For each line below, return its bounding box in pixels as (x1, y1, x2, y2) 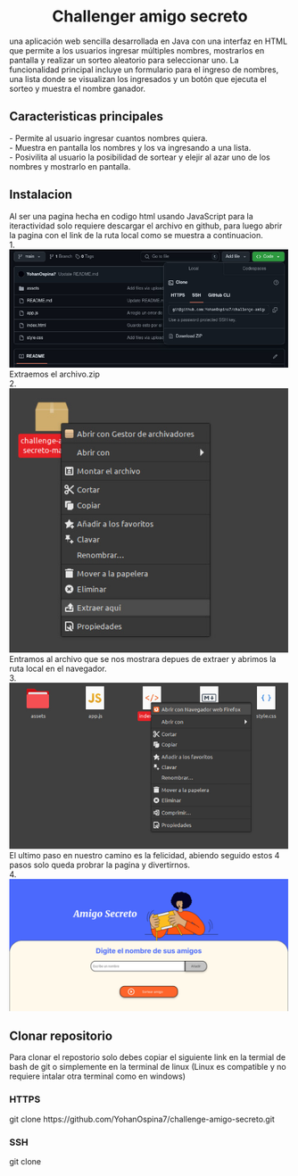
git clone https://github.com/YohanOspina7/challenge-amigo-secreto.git (9, 1114, 275, 1124)
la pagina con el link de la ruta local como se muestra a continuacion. (9, 229, 263, 240)
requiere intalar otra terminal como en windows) (9, 1071, 186, 1081)
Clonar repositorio (9, 1029, 113, 1044)
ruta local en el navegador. (9, 663, 107, 674)
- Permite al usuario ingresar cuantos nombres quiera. (9, 132, 208, 144)
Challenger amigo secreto (52, 6, 248, 27)
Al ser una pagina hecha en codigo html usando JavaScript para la (9, 211, 254, 221)
